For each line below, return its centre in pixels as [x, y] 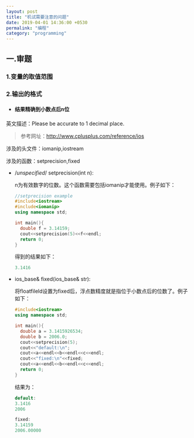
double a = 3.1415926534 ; [52, 331]
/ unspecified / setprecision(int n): [54, 173]
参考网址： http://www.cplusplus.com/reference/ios [82, 136]
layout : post [22, 11]
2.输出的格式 [24, 94]
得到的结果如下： [35, 257]
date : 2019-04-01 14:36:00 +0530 [47, 22]
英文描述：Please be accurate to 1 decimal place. [65, 123]
